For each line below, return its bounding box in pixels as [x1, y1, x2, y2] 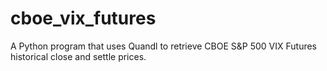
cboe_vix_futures [10, 7, 157, 30]
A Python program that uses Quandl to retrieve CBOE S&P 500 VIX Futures [10, 40, 317, 52]
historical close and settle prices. [10, 50, 147, 62]
